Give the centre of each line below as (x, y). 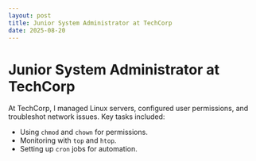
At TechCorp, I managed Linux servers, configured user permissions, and (128, 109)
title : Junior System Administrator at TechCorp (90, 23)
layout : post (30, 15)
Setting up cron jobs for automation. (78, 149)
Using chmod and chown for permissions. (84, 132)
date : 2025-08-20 (37, 30)
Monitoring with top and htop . (68, 140)
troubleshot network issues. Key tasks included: (87, 117)
